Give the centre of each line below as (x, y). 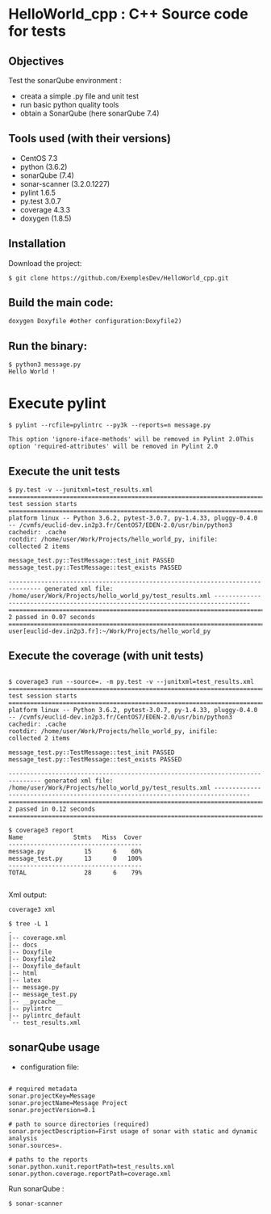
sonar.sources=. (35, 1145)
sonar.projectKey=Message (52, 1096)
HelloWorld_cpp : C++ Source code (128, 14)
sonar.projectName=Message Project (68, 1103)
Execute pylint (57, 404)
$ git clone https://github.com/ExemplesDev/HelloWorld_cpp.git (119, 278)
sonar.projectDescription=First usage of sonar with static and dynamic (133, 1131)
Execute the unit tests (65, 471)
